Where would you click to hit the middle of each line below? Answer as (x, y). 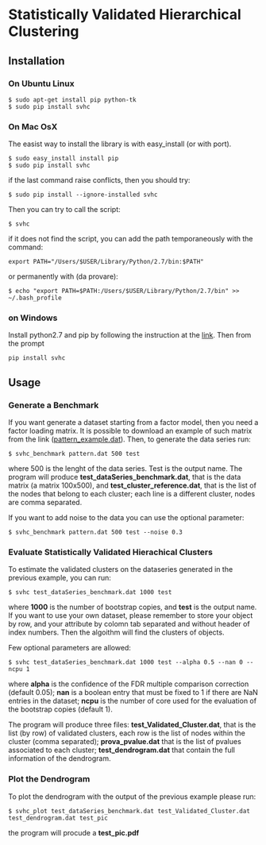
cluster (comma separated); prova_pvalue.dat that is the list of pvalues (125, 742)
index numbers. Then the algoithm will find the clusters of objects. (116, 632)
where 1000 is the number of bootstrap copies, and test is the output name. (133, 607)
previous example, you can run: (60, 578)
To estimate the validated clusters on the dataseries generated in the (121, 569)
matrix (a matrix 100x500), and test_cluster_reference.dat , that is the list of (132, 485)
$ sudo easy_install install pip (64, 159)
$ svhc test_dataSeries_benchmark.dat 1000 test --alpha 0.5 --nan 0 (126, 662)
